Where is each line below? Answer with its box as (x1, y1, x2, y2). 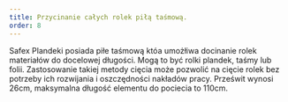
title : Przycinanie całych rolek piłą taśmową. (9, 12, 188, 22)
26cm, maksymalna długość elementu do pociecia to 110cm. (9, 83, 228, 93)
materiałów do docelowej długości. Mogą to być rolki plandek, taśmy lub (9, 55, 272, 65)
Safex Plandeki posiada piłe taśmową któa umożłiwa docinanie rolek (9, 45, 258, 55)
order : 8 (9, 21, 42, 30)
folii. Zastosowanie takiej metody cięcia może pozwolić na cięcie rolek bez (9, 63, 280, 75)
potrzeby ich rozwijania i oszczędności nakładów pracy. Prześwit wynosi (9, 73, 274, 84)
